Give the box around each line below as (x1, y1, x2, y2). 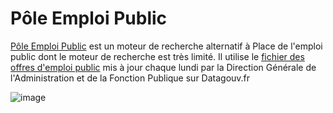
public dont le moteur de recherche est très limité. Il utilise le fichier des (10, 50, 305, 62)
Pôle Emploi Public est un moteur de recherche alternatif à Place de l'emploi (10, 40, 323, 52)
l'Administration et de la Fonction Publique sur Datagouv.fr (10, 72, 251, 84)
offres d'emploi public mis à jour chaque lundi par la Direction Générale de (10, 61, 317, 73)
